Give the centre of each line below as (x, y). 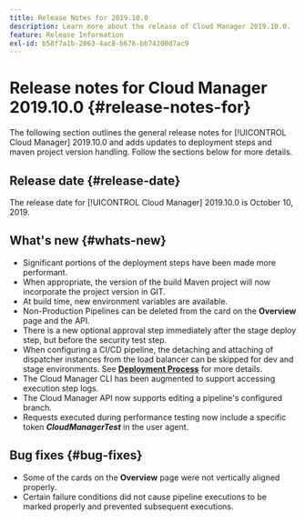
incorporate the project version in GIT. (94, 291)
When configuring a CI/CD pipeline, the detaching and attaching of (148, 349)
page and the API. (56, 320)
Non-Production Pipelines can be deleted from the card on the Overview (159, 311)
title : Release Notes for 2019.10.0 (79, 18)
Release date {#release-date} (95, 180)
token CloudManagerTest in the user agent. (106, 426)
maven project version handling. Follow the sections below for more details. (151, 152)
